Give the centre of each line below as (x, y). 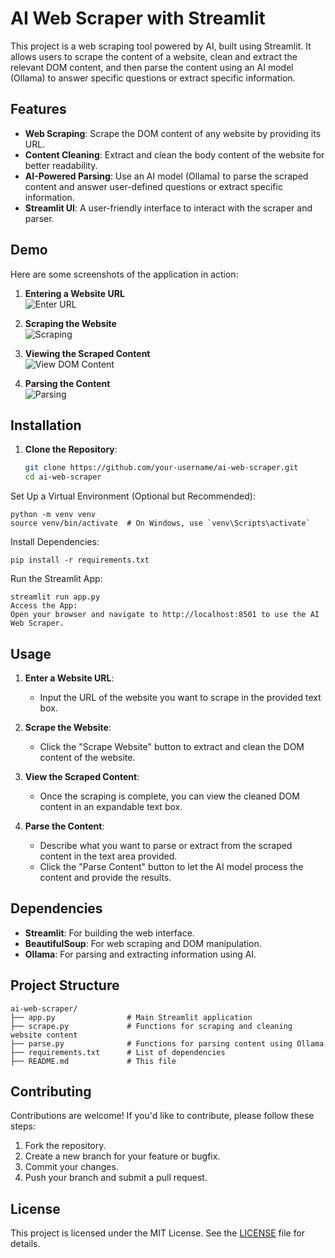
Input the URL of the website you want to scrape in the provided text (180, 697)
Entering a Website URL (74, 293)
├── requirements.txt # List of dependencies (118, 1052)
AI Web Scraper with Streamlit (138, 18)
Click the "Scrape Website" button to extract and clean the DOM (172, 746)
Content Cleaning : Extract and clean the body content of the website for (174, 154)
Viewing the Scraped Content (87, 353)
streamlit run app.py (55, 597)
